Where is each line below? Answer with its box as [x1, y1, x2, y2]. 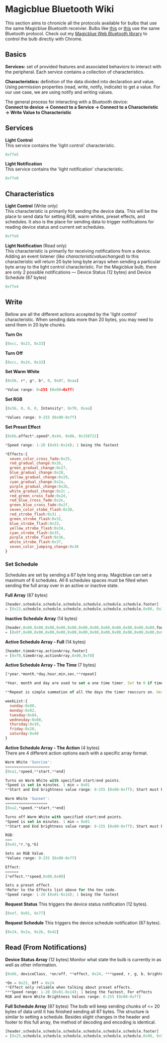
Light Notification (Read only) [5, 243, 67, 249]
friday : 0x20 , [9, 727, 37, 732]
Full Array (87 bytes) [5, 592, 48, 598]
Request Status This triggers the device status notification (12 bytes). [5, 901, 148, 907]
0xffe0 [5, 176, 19, 181]
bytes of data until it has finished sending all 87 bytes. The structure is [5, 1009, 149, 1015]
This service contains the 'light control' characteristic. [5, 142, 116, 148]
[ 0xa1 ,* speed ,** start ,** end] [5, 769, 66, 774]
